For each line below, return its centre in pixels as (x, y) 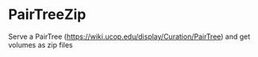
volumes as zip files (40, 44)
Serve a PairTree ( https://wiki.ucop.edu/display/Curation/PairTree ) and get (129, 36)
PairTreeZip (47, 15)
